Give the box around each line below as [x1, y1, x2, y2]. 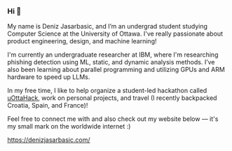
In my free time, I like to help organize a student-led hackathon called [7, 87, 207, 95]
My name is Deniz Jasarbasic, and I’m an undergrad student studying [7, 22, 208, 31]
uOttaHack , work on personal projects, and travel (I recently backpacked [7, 94, 217, 102]
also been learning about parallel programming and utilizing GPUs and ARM [7, 66, 226, 74]
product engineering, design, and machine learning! [7, 37, 157, 45]
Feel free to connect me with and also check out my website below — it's [7, 115, 219, 123]
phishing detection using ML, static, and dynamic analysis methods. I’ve [7, 58, 215, 66]
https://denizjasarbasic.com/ [7, 136, 90, 144]
